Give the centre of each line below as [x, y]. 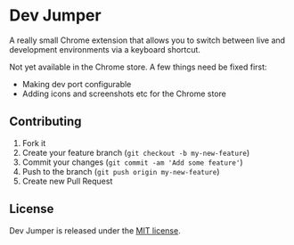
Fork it [34, 143]
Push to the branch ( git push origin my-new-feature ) [121, 171]
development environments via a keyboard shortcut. [105, 49]
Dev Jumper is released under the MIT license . [95, 230]
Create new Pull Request [67, 181]
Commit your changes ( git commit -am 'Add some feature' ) [132, 162]
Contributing [45, 122]
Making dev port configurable [77, 84]
